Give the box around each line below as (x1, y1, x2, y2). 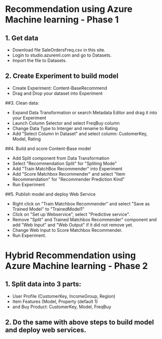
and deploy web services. (5, 326, 87, 335)
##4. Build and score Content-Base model (5, 145, 91, 151)
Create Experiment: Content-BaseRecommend (12, 85, 108, 91)
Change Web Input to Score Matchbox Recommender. (12, 227, 123, 233)
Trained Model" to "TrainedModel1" (12, 206, 85, 212)
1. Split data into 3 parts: (5, 280, 82, 288)
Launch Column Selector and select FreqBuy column (12, 120, 120, 126)
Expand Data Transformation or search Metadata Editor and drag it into (12, 109, 158, 115)
